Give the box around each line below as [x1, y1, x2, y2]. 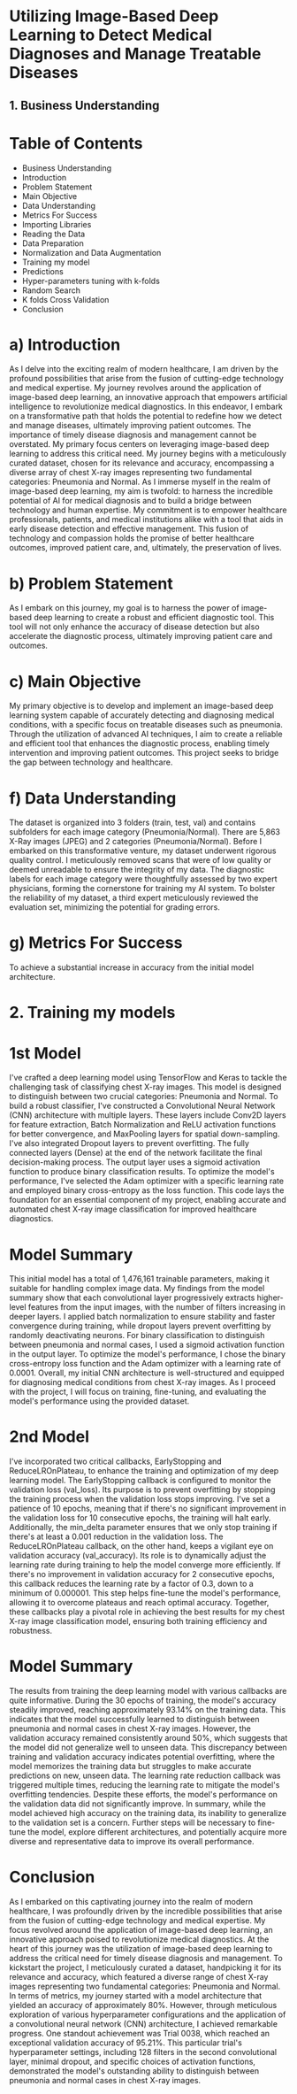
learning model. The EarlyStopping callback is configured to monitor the [9, 1475, 271, 1486]
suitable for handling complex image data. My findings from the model [9, 1283, 265, 1294]
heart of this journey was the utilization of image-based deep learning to [9, 1944, 273, 1954]
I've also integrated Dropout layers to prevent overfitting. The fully [9, 1138, 250, 1149]
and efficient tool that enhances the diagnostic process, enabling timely [9, 738, 270, 749]
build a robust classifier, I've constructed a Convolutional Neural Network [9, 1100, 276, 1112]
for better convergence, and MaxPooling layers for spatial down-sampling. [9, 1128, 280, 1139]
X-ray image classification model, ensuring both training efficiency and [9, 1616, 268, 1627]
